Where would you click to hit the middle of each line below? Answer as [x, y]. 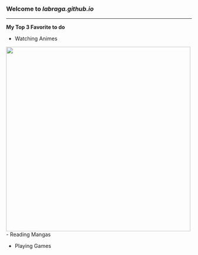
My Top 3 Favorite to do [36, 27]
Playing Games [33, 246]
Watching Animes [36, 39]
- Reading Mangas [29, 234]
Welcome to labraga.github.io [50, 9]
